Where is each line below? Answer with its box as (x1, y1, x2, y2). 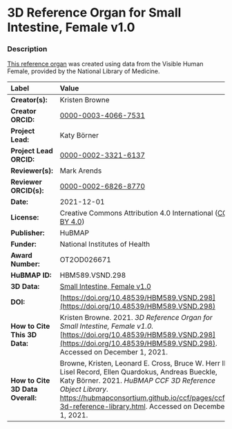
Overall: (10, 393, 37, 403)
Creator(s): (10, 95, 48, 105)
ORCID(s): (10, 186, 44, 196)
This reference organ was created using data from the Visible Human (7, 60, 204, 68)
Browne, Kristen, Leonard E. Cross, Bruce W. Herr (59, 359, 221, 368)
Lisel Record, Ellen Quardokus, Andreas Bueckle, (59, 368, 217, 377)
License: (10, 213, 39, 222)
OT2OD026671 (59, 255, 112, 265)
